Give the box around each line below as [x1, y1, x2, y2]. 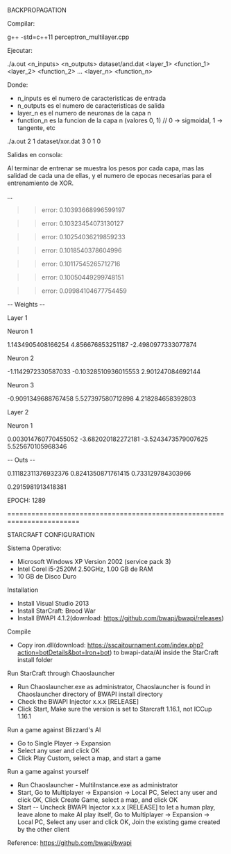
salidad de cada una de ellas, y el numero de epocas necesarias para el [7, 172, 212, 179]
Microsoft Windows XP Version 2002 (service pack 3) [17, 558, 171, 565]
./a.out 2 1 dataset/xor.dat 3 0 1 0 [7, 137, 101, 145]
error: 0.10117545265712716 [41, 260, 121, 268]
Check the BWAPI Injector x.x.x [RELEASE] [17, 698, 139, 705]
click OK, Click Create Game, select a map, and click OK [17, 796, 178, 804]
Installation [7, 586, 39, 594]
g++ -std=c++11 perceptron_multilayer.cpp [7, 33, 130, 41]
